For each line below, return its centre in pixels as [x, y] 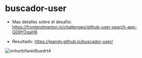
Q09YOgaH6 [25, 32]
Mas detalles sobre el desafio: [42, 22]
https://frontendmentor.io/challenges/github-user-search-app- [74, 27]
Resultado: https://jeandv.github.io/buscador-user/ [63, 41]
